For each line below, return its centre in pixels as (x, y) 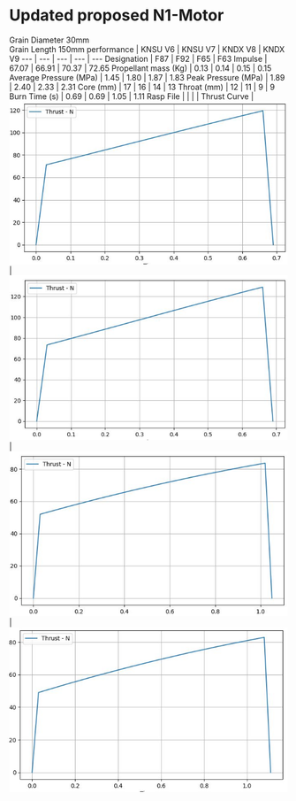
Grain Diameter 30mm (49, 40)
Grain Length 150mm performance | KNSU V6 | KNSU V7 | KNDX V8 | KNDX (147, 49)
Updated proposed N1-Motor (117, 15)
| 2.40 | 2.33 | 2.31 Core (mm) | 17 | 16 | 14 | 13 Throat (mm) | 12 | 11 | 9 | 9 (142, 87)
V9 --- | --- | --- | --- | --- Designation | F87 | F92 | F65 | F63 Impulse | (138, 58)
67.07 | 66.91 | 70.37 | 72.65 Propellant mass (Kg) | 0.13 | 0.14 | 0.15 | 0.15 (140, 68)
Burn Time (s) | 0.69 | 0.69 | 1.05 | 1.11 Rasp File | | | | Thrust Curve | (132, 96)
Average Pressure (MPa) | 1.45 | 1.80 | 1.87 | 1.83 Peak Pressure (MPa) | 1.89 (147, 77)
